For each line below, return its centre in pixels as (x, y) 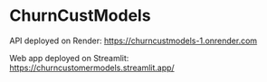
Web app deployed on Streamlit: (69, 58)
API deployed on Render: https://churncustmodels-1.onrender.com (133, 41)
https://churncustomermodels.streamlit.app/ (92, 68)
